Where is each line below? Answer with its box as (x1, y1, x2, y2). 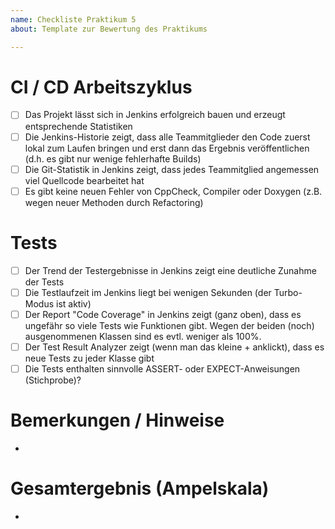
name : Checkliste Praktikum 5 (10, 14, 137, 25)
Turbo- (273, 286, 303, 298)
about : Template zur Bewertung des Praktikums (10, 24, 208, 34)
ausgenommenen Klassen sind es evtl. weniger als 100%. (24, 330, 262, 342)
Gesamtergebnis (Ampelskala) (10, 477, 270, 500)
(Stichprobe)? (24, 374, 82, 386)
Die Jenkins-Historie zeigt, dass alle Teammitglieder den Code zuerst (24, 131, 311, 143)
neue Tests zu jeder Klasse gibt (24, 352, 155, 364)
